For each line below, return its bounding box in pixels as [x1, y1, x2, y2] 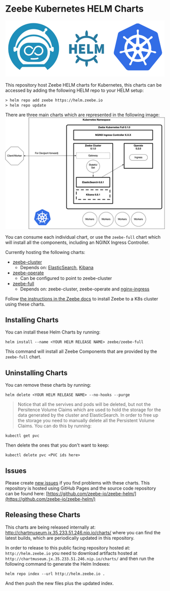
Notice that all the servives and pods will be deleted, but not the [17, 401, 151, 408]
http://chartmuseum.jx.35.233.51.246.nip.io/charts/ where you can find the [5, 529, 161, 535]
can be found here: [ [5, 491, 48, 497]
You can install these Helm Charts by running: [5, 329, 101, 335]
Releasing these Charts [5, 510, 81, 520]
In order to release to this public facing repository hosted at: [5, 544, 131, 550]
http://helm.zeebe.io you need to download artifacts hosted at [5, 550, 138, 556]
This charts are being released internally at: [5, 524, 96, 530]
